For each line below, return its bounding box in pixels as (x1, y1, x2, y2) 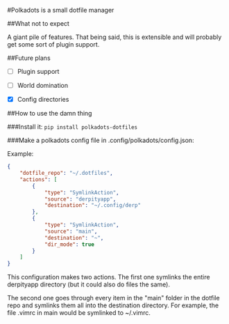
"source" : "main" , (44, 228, 98, 235)
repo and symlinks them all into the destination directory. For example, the (7, 301, 219, 309)
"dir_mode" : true (44, 240, 95, 248)
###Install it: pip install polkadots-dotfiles (7, 123, 137, 131)
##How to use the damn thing (7, 109, 92, 118)
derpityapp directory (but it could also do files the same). (7, 280, 170, 288)
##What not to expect (7, 20, 69, 27)
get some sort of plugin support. (7, 40, 100, 48)
